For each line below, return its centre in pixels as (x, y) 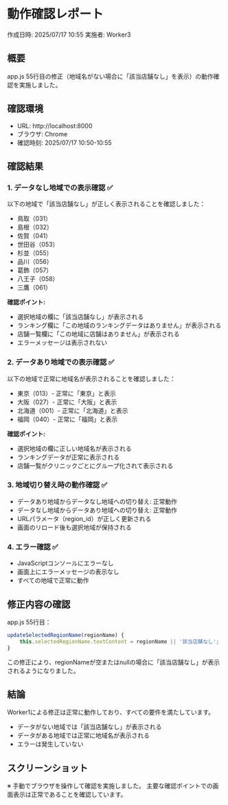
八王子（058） (38, 279)
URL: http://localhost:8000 (55, 125)
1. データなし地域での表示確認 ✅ (60, 187)
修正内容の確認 (39, 604)
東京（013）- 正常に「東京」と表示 (67, 393)
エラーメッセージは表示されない (62, 343)
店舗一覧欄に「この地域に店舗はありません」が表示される (98, 334)
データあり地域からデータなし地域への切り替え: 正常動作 (97, 501)
